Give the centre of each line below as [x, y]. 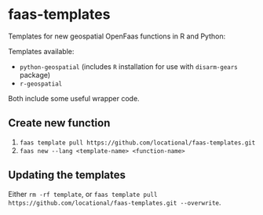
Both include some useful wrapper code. [74, 98]
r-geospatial [41, 84]
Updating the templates [67, 175]
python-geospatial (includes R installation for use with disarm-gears [128, 66]
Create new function [59, 123]
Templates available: [41, 51]
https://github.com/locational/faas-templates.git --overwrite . [115, 202]
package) [35, 75]
